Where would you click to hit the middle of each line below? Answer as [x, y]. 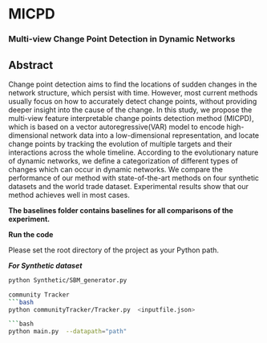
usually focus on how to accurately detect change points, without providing [133, 101]
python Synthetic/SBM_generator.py [68, 280]
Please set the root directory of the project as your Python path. [113, 250]
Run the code [31, 234]
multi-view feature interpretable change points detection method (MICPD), [131, 118]
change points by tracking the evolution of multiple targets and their [120, 143]
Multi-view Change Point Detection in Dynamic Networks [122, 39]
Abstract [31, 65]
